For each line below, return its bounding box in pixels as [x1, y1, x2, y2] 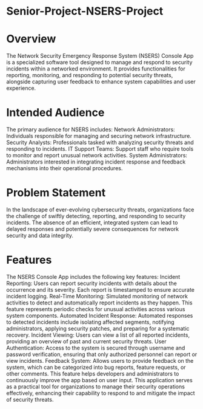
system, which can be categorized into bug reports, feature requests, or [6, 363, 186, 371]
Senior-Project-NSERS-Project [6, 4, 164, 18]
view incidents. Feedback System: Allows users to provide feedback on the [6, 357, 194, 364]
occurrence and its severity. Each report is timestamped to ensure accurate [6, 286, 195, 293]
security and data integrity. [6, 232, 74, 239]
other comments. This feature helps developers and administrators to [6, 369, 179, 377]
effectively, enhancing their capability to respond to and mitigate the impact [6, 389, 195, 396]
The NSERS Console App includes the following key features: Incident [6, 273, 181, 280]
